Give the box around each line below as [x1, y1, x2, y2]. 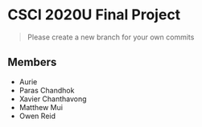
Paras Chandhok [19, 85, 75, 95]
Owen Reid [19, 111, 56, 121]
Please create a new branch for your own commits [27, 32, 195, 42]
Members [7, 55, 57, 69]
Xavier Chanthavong [19, 94, 87, 104]
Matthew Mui [19, 102, 64, 112]
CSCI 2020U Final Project [7, 6, 181, 24]
